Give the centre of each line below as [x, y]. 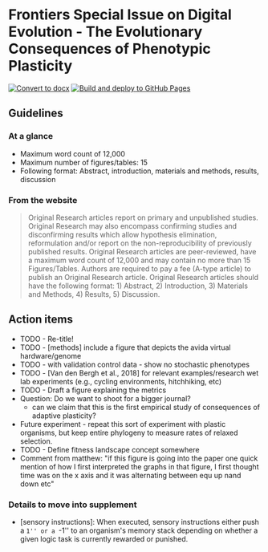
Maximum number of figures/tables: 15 [84, 162]
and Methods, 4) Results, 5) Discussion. [94, 294]
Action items [41, 320]
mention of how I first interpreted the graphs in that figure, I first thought [139, 466]
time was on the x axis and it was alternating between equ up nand [130, 475]
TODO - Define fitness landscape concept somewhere [110, 449]
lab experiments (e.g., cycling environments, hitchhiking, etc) [121, 381]
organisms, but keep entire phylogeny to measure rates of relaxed [129, 432]
